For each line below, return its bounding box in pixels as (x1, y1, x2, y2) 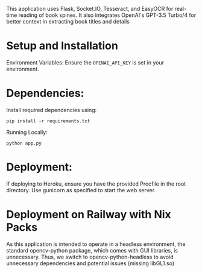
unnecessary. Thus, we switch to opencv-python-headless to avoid (6, 253, 174, 260)
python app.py (6, 140, 42, 146)
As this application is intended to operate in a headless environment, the (6, 240, 186, 248)
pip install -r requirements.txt (6, 118, 90, 124)
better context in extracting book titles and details (6, 18, 130, 25)
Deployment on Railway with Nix (6, 208, 172, 221)
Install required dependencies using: (6, 106, 97, 113)
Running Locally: (6, 128, 48, 136)
